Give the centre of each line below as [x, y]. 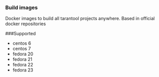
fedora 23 [23, 70]
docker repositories [26, 24]
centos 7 [22, 49]
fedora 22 [23, 65]
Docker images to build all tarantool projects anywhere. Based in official [80, 19]
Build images [22, 8]
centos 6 [22, 43]
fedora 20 [23, 54]
